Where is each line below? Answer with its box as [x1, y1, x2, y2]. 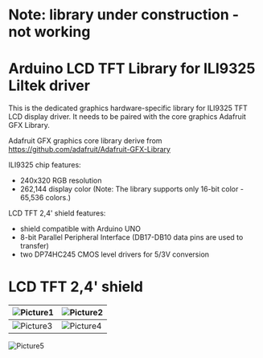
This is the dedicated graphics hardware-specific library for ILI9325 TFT [8, 103, 248, 113]
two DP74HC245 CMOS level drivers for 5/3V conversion [19, 249, 210, 259]
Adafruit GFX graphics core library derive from [8, 136, 162, 146]
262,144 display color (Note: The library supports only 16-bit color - [19, 184, 244, 194]
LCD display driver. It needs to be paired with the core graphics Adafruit [8, 112, 247, 121]
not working [8, 23, 91, 41]
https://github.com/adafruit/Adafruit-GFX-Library [8, 145, 171, 154]
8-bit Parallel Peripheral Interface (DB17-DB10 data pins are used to [19, 232, 244, 242]
